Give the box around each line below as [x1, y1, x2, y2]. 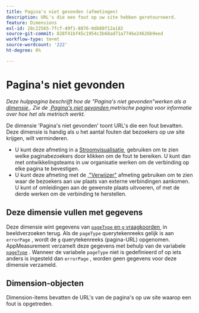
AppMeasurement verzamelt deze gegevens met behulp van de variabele [6, 242, 186, 249]
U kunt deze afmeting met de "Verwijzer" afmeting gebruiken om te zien [14, 171, 193, 178]
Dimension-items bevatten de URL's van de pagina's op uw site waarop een [6, 294, 191, 301]
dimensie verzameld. [6, 261, 58, 268]
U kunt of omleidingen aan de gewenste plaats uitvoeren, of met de [14, 184, 180, 191]
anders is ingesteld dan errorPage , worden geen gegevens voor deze [6, 255, 177, 262]
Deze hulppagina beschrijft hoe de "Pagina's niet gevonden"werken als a [6, 97, 187, 105]
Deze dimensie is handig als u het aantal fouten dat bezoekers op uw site [6, 128, 185, 135]
